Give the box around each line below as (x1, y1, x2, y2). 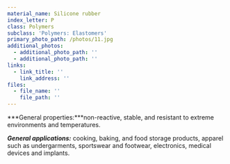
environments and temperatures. (7, 121, 101, 129)
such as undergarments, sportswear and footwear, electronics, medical (7, 142, 212, 149)
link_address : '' (19, 74, 70, 82)
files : (7, 81, 26, 88)
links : (7, 62, 26, 69)
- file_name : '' (13, 88, 60, 95)
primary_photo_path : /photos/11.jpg (7, 36, 113, 43)
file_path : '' (19, 95, 60, 101)
